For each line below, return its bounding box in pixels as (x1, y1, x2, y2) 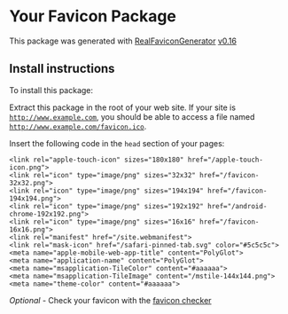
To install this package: (9, 84, 94, 95)
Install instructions (9, 61, 115, 76)
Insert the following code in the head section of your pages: (9, 137, 225, 148)
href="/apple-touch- (187, 155, 264, 164)
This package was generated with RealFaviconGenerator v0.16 (9, 35, 237, 46)
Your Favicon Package (9, 6, 177, 27)
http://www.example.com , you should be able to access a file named (9, 111, 255, 122)
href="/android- (206, 201, 268, 210)
